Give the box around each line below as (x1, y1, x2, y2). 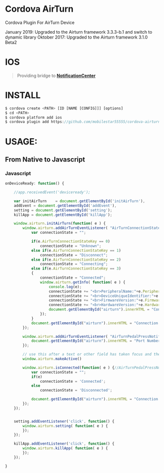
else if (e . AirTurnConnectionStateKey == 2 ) (31, 257, 121, 262)
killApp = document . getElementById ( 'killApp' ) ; (14, 212, 112, 217)
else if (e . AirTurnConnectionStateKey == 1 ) (31, 248, 121, 253)
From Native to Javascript (5, 155, 85, 164)
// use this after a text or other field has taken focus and (22, 352, 152, 357)
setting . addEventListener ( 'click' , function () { (14, 419, 115, 424)
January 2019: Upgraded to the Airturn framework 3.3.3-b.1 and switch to (5, 29, 152, 35)
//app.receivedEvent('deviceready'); (14, 190, 91, 195)
